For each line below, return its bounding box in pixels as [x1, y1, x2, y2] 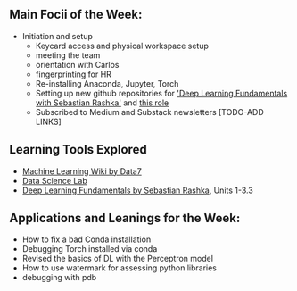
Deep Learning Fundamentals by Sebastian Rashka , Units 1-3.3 [21, 185, 254, 195]
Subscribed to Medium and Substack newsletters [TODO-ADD [35, 106, 265, 117]
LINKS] [35, 116, 62, 127]
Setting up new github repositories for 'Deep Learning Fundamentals [35, 87, 288, 98]
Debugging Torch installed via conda [21, 244, 158, 254]
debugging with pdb [21, 272, 97, 283]
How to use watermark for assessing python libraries [21, 262, 217, 273]
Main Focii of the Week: [9, 7, 143, 22]
